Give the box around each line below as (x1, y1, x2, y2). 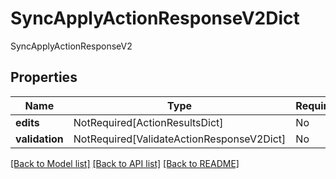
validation (15, 132, 64, 146)
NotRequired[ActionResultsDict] (73, 115, 224, 129)
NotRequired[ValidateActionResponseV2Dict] (73, 132, 287, 146)
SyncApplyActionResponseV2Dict (10, 7, 300, 30)
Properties (10, 69, 78, 86)
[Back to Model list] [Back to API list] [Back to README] (10, 157, 240, 169)
